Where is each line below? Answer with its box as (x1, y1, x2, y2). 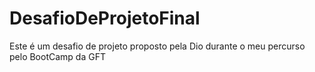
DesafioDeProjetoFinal (9, 7, 201, 30)
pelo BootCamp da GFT (9, 50, 106, 62)
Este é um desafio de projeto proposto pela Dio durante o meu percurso (9, 40, 306, 52)
